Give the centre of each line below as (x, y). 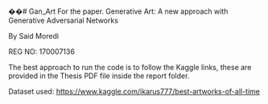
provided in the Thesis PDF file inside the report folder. (99, 76)
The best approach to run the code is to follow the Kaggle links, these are (130, 67)
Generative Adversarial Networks (64, 20)
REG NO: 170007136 (41, 52)
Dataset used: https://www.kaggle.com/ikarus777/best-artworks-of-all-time (134, 92)
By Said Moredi (33, 36)
